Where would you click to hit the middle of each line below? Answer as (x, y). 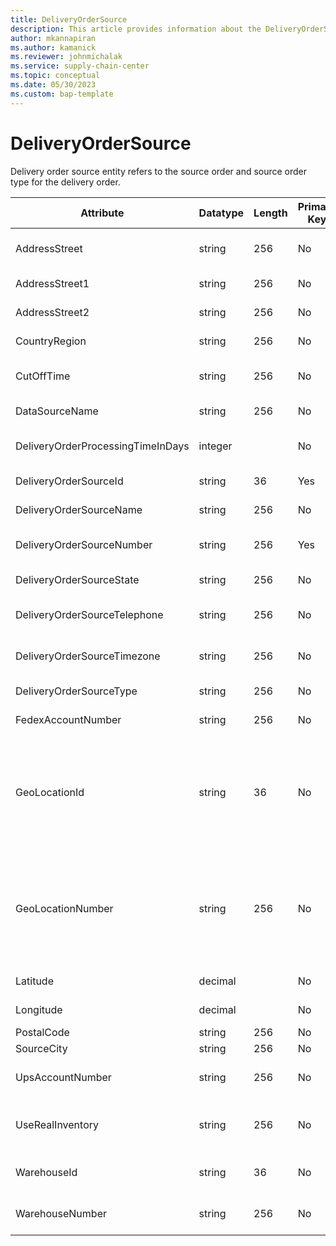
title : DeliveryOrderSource (69, 19)
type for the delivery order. (65, 182)
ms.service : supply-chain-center (80, 66)
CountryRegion (51, 341)
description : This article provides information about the (136, 29)
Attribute (102, 213)
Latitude (34, 981)
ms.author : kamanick (53, 47)
